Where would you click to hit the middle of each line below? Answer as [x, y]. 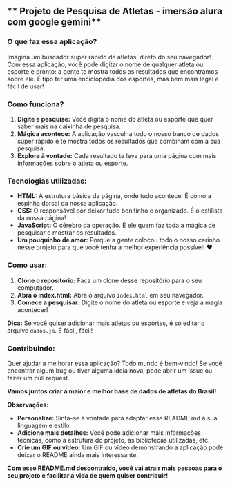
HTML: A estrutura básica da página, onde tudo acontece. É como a [114, 196]
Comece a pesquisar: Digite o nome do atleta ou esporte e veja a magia [120, 302]
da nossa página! [42, 218]
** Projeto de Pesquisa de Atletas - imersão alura [115, 11]
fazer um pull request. [38, 378]
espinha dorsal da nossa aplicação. [67, 204]
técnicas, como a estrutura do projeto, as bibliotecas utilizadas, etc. [113, 440]
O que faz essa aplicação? [52, 42]
